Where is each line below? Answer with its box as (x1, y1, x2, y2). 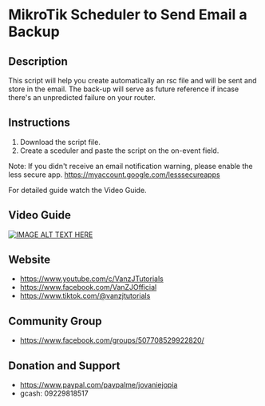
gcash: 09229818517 (19, 388, 89, 398)
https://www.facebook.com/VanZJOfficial (19, 283, 157, 292)
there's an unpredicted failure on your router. (8, 93, 156, 102)
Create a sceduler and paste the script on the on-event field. (19, 146, 220, 155)
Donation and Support (8, 359, 121, 372)
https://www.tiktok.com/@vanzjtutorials (19, 291, 151, 301)
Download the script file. (19, 137, 101, 147)
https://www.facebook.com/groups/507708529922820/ (19, 336, 205, 345)
